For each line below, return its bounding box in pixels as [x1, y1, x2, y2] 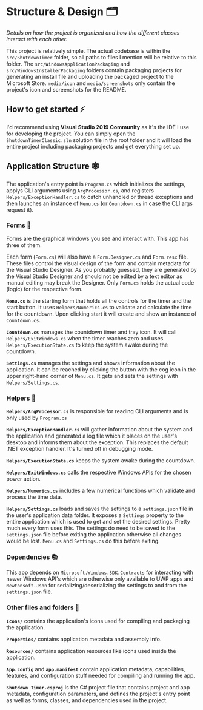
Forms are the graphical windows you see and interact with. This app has [6, 235, 189, 242]
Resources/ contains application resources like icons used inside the [6, 647, 176, 654]
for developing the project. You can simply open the [6, 130, 136, 137]
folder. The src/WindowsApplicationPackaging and [6, 60, 130, 67]
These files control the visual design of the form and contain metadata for [6, 259, 190, 267]
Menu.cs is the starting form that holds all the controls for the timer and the [6, 297, 191, 304]
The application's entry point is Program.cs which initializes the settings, [6, 180, 186, 188]
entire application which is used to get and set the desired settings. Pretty [6, 518, 190, 526]
